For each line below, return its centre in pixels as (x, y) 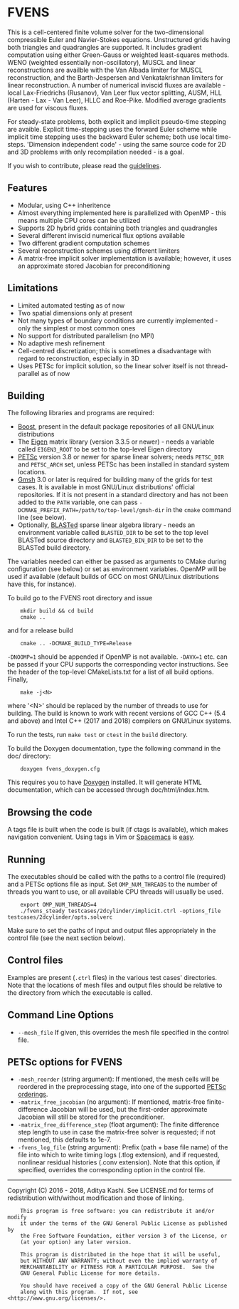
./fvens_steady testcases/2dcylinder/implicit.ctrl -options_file (121, 911)
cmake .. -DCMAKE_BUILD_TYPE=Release (76, 644)
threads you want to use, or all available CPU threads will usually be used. (116, 892)
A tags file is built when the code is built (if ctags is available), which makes (118, 830)
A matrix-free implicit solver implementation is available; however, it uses (124, 258)
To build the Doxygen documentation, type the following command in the (114, 749)
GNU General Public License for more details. (90, 1273)
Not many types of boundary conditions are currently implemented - (118, 320)
